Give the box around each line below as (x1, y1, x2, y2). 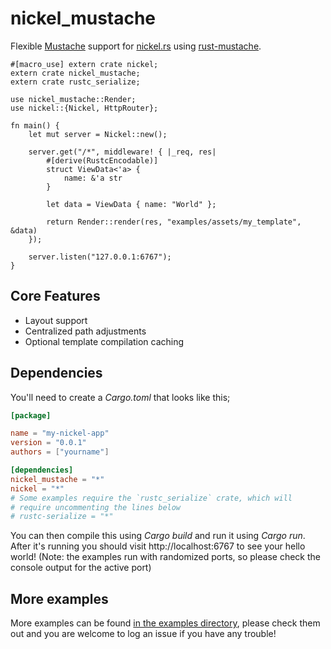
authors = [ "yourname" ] (10, 447, 110, 457)
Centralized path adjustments (24, 325, 147, 337)
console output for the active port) (10, 562, 152, 574)
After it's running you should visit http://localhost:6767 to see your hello (10, 540, 306, 552)
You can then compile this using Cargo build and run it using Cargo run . (10, 530, 306, 542)
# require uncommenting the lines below (10, 502, 182, 512)
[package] (10, 410, 52, 421)
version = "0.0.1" (10, 438, 87, 448)
